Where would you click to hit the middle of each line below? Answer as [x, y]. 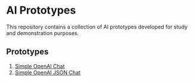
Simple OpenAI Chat [40, 66]
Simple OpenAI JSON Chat [47, 72]
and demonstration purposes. [43, 33]
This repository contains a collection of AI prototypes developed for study [97, 27]
